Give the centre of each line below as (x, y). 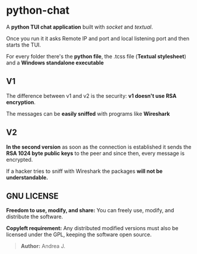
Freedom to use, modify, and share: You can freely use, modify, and (90, 210)
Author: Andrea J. (43, 246)
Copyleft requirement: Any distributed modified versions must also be (92, 228)
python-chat (38, 10)
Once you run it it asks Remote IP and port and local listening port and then (98, 38)
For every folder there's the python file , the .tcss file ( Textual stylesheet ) (96, 56)
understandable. (27, 177)
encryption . (21, 102)
